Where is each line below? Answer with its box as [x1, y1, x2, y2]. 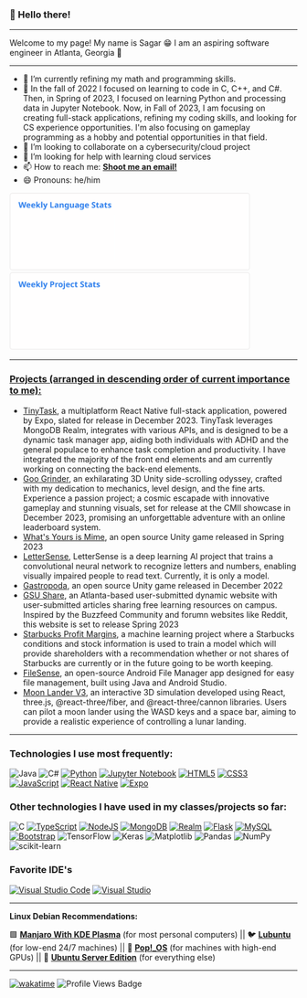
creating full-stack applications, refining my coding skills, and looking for [22, 112, 297, 123]
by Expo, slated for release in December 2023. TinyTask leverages [22, 415, 273, 426]
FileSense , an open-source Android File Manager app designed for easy [22, 667, 295, 678]
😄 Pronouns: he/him [22, 175, 101, 186]
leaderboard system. [22, 521, 101, 533]
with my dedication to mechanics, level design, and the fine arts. [22, 483, 266, 494]
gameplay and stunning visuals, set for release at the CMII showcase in [22, 502, 291, 513]
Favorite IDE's [9, 864, 73, 876]
